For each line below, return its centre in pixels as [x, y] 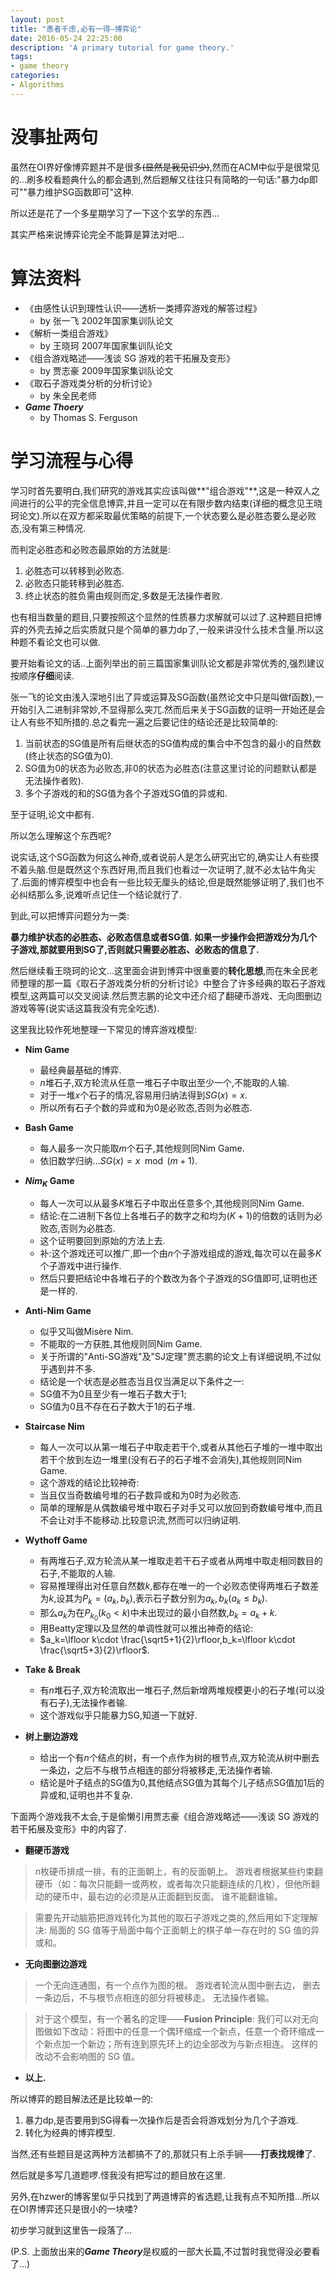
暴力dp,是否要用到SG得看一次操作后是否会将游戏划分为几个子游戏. [161, 2120]
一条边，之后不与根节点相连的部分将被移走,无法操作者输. [156, 1770]
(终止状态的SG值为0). [69, 755]
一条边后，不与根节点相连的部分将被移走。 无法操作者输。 [154, 1998]
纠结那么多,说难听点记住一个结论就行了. [100, 894]
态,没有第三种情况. [48, 528]
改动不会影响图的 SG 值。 [87, 2057]
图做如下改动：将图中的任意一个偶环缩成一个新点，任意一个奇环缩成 [175, 2032]
